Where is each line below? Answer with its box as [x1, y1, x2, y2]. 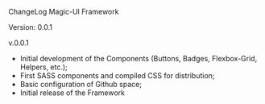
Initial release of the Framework [19, 88, 126, 98]
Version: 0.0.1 [8, 23, 52, 31]
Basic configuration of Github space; [19, 80, 143, 89]
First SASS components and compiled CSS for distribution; [19, 71, 215, 80]
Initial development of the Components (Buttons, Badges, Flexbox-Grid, [19, 54, 258, 63]
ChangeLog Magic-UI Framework [8, 7, 119, 16]
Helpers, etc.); [19, 62, 68, 72]
